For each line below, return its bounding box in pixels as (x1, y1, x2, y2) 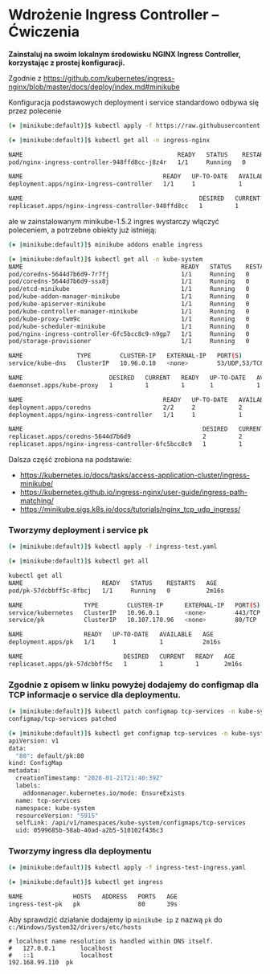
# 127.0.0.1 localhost (8, 944, 113, 952)
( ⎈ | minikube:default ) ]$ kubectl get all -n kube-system (8, 255, 203, 263)
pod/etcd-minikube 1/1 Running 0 (8, 285, 250, 293)
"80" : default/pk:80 (15, 751, 84, 760)
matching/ (19, 496, 54, 505)
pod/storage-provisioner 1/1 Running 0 (8, 338, 250, 346)
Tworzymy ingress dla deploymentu (8, 845, 152, 857)
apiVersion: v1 (8, 737, 59, 745)
